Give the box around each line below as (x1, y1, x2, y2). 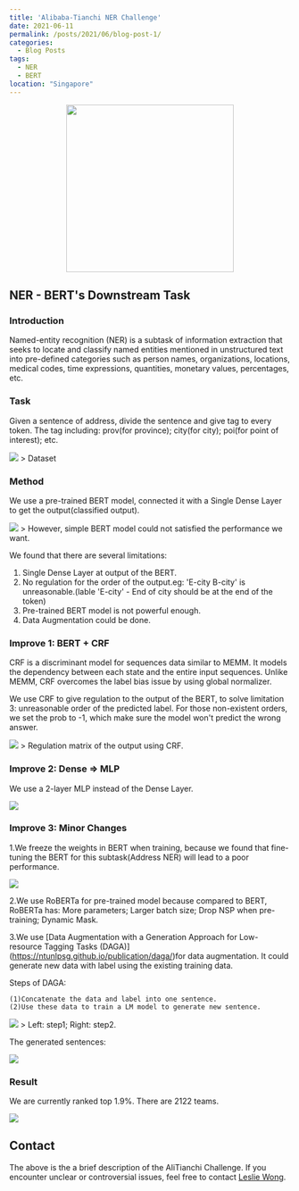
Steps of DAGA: (9, 977, 67, 987)
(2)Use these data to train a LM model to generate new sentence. (9, 1002, 262, 1012)
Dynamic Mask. (41, 914, 99, 925)
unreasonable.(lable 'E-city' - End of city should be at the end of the (21, 586, 274, 596)
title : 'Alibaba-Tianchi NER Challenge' (9, 12, 162, 22)
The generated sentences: (9, 1037, 107, 1047)
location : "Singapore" (9, 79, 94, 88)
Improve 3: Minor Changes (9, 822, 128, 835)
